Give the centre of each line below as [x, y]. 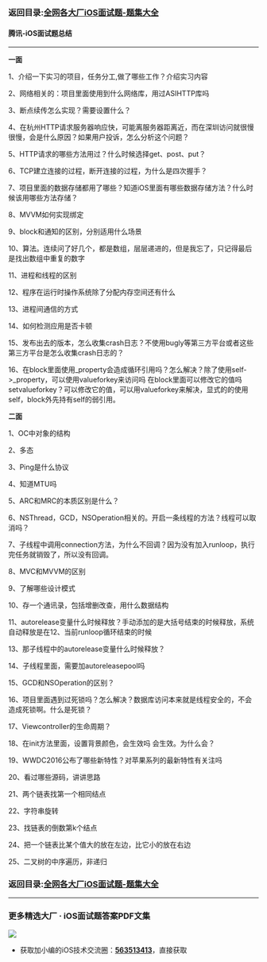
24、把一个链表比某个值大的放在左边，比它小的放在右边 [100, 845]
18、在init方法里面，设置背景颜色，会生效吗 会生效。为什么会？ [112, 743]
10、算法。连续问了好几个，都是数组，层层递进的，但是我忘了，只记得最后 [130, 249]
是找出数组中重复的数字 [46, 258]
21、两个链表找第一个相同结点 [57, 794]
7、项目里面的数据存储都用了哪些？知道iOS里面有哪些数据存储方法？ [120, 188]
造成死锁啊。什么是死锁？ [50, 710]
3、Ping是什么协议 [39, 467]
